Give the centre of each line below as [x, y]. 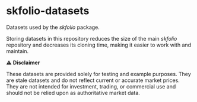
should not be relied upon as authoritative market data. [73, 93]
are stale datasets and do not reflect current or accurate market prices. [93, 80]
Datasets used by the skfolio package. [53, 27]
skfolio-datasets [48, 11]
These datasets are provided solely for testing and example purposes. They [99, 74]
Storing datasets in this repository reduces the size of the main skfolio [92, 38]
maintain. [17, 51]
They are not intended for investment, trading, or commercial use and [91, 86]
